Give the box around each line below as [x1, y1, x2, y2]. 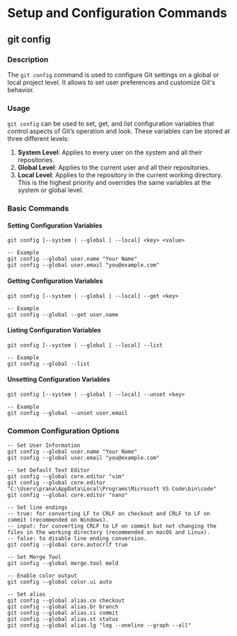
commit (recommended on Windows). [7, 516, 110, 524]
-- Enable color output [7, 572, 78, 579]
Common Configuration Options [7, 425, 120, 435]
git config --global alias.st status [7, 615, 119, 623]
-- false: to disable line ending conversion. [7, 535, 147, 542]
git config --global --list [7, 360, 91, 367]
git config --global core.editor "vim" [7, 473, 125, 480]
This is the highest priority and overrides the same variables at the [17, 179, 211, 187]
